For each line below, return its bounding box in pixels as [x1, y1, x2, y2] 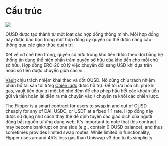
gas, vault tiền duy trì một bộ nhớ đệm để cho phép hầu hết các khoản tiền [5, 88, 159, 94]
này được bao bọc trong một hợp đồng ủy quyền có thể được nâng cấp [5, 36, 152, 42]
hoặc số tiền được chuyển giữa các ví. [5, 67, 84, 73]
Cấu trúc [5, 5, 42, 17]
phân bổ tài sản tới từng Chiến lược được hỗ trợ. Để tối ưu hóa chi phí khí [5, 82, 155, 88]
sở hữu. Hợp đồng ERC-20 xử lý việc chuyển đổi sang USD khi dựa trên [5, 62, 152, 68]
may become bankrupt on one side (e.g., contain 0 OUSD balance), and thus [5, 124, 163, 130]
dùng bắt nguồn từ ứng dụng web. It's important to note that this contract [5, 118, 156, 125]
